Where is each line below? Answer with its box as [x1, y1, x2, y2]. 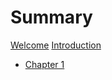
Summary [10, 6, 93, 29]
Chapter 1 [24, 58, 65, 70]
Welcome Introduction [10, 39, 102, 51]
